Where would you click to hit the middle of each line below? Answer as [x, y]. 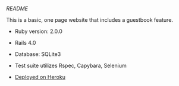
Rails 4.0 [25, 43]
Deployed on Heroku [40, 77]
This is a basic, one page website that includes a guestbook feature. [90, 20]
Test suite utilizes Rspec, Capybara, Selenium [70, 65]
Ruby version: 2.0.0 [38, 31]
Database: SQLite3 [38, 54]
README [17, 9]
